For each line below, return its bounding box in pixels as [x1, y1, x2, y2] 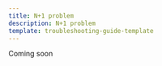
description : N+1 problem [8, 19, 96, 27]
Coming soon [8, 49, 53, 59]
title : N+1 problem [8, 11, 75, 20]
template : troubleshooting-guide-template [8, 27, 154, 35]
